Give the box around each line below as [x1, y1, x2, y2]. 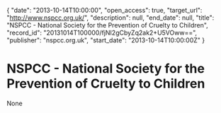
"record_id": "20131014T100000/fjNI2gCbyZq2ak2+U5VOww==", [6, 28, 198, 37]
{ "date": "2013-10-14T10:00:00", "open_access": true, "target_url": [6, 6, 203, 14]
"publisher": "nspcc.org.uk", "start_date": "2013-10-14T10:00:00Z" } [6, 36, 205, 44]
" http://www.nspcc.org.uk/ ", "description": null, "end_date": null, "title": [6, 13, 215, 22]
